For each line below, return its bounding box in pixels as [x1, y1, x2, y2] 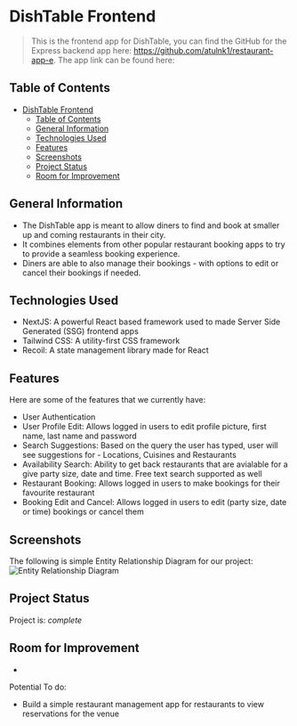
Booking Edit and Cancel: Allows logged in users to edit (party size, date [21, 497, 287, 508]
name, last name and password [21, 430, 138, 442]
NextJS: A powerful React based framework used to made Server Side [21, 316, 281, 327]
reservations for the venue [21, 708, 120, 719]
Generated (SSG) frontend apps [21, 326, 140, 337]
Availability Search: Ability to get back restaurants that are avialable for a [21, 459, 289, 469]
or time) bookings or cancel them [21, 506, 144, 518]
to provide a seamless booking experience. [21, 248, 181, 259]
